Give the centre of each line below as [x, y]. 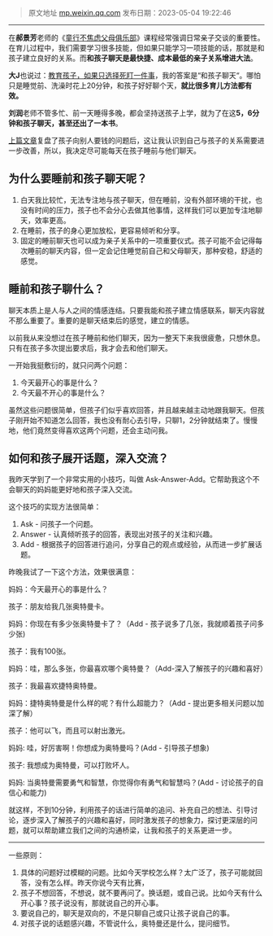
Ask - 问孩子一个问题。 [58, 524]
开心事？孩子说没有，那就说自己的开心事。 [91, 903]
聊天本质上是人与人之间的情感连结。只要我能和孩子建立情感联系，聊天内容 [133, 310]
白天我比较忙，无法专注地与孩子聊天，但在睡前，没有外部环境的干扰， [138, 199]
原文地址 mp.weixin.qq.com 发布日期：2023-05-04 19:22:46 [130, 13]
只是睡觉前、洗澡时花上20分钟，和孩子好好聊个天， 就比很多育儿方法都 [127, 85]
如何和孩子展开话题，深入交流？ [89, 459]
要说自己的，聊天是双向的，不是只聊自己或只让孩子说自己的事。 [127, 913]
